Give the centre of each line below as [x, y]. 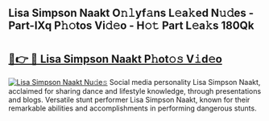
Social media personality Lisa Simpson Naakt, [185, 82]
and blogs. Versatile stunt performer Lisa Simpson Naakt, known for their [129, 100]
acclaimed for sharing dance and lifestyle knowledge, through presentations [135, 91]
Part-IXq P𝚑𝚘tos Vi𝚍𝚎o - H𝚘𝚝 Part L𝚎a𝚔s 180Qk [131, 26]
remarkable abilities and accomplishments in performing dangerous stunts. [132, 108]
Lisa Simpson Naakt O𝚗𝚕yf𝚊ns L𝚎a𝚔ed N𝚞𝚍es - [131, 13]
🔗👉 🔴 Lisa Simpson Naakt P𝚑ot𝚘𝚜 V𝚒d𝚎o [116, 59]
